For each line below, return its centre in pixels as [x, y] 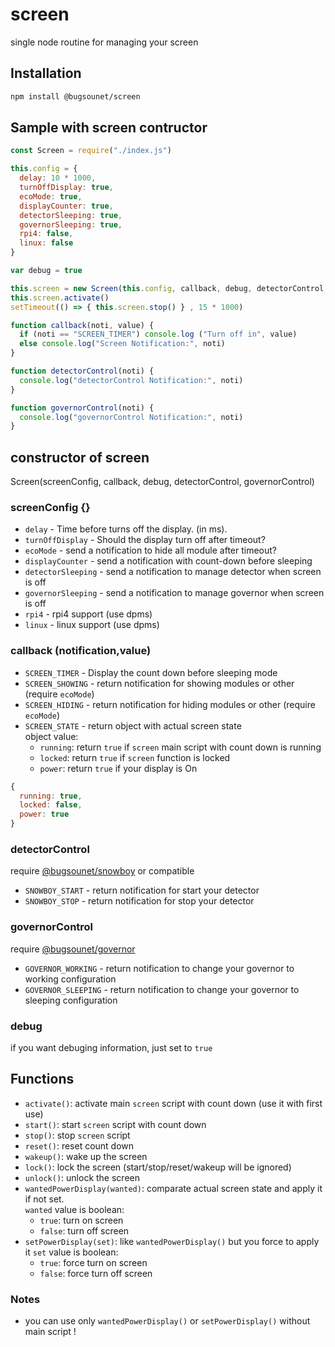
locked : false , [51, 805]
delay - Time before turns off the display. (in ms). [126, 529]
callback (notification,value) [81, 651]
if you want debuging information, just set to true [111, 1047]
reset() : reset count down [79, 1145]
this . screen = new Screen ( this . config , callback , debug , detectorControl [167, 288]
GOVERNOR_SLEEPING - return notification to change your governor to [162, 989]
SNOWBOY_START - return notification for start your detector [142, 890]
